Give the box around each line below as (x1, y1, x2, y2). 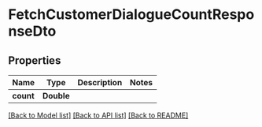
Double (42, 91, 70, 101)
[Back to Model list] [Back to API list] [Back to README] (8, 110, 189, 120)
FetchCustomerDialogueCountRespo (8, 6, 255, 24)
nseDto (8, 22, 57, 40)
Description (77, 77, 123, 88)
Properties (8, 54, 61, 67)
